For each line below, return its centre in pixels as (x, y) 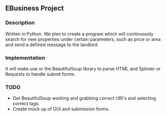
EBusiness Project (35, 8)
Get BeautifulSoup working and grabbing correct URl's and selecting (84, 98)
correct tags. (26, 104)
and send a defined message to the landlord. (52, 45)
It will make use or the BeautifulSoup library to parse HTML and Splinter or (83, 68)
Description (20, 23)
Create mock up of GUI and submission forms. (61, 109)
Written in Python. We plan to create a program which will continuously (79, 34)
